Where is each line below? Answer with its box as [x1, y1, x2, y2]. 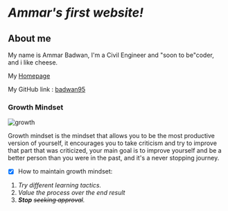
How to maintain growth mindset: [17, 167, 113, 176]
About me [8, 33, 51, 44]
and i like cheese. [8, 58, 58, 67]
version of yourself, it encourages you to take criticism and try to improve [8, 139, 218, 147]
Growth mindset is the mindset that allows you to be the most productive [8, 132, 216, 140]
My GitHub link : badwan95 [8, 85, 86, 93]
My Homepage [8, 71, 51, 80]
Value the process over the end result [17, 189, 125, 197]
